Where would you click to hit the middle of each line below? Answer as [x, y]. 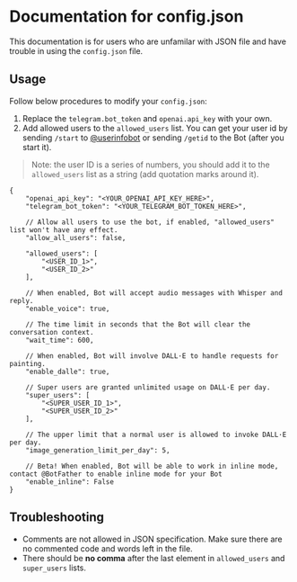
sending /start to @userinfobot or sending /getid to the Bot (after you [153, 138]
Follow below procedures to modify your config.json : [109, 101]
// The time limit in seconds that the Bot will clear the [138, 324]
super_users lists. [54, 568]
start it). [37, 147]
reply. [22, 300]
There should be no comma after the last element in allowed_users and [153, 558]
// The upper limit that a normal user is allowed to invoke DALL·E [156, 434]
